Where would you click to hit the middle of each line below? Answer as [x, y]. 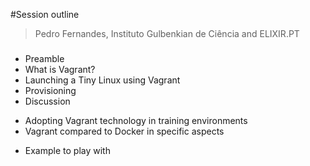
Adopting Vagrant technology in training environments [136, 120]
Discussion [47, 101]
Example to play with [67, 150]
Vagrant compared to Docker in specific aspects [124, 131]
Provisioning [50, 90]
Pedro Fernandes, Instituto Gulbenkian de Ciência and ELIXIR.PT [167, 33]
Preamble [44, 58]
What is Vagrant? [60, 69]
